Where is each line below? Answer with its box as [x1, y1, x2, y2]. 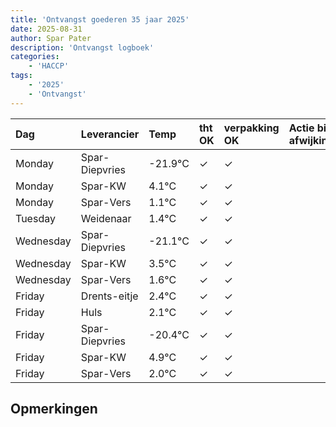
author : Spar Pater [10, 33, 92, 43]
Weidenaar [80, 211, 132, 225]
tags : [10, 71, 33, 81]
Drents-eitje [80, 289, 139, 303]
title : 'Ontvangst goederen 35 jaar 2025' [10, 14, 190, 25]
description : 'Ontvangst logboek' [10, 42, 155, 53]
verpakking [223, 121, 280, 135]
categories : [10, 52, 60, 62]
